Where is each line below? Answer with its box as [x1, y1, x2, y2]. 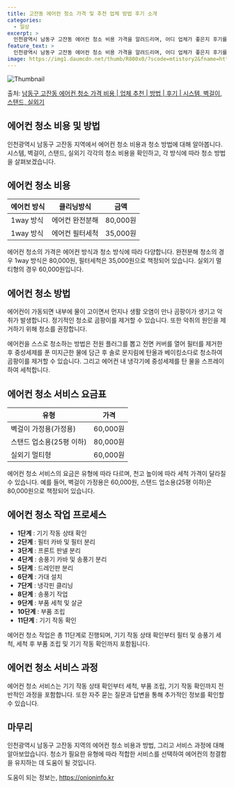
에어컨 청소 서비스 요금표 [7, 388, 107, 400]
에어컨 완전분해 [51, 215, 99, 225]
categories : [7, 17, 42, 24]
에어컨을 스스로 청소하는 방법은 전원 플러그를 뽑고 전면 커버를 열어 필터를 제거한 [7, 339, 223, 348]
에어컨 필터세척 [51, 229, 99, 238]
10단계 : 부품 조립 [17, 607, 65, 615]
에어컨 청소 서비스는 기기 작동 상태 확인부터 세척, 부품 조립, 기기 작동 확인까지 [7, 681, 217, 690]
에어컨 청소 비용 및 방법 [7, 120, 101, 132]
